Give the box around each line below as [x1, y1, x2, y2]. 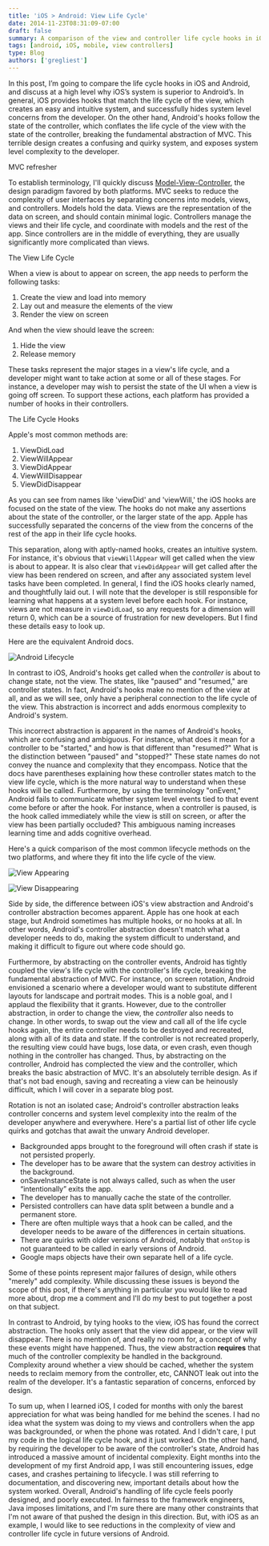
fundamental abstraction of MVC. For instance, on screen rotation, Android [8, 973, 255, 983]
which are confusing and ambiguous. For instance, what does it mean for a [8, 735, 255, 744]
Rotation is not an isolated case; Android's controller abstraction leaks [8, 1100, 239, 1110]
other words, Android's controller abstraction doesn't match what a [8, 924, 230, 934]
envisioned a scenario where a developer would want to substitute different [8, 982, 258, 992]
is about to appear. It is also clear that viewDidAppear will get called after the [8, 561, 258, 571]
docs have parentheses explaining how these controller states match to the [8, 768, 256, 778]
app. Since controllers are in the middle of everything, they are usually [8, 229, 240, 238]
